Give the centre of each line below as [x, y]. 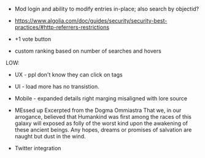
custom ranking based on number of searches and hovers [88, 51]
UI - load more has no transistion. [57, 86]
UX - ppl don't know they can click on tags [69, 75]
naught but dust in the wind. [50, 136]
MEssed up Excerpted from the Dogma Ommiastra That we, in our [98, 110]
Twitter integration [38, 148]
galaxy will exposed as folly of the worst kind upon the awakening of [101, 123]
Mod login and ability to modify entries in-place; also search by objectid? [107, 9]
